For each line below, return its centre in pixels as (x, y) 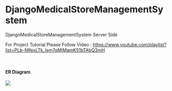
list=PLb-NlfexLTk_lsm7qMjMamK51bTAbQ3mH (55, 50)
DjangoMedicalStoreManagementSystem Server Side (61, 34)
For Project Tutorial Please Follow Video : (49, 44)
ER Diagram (18, 72)
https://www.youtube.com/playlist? (130, 44)
